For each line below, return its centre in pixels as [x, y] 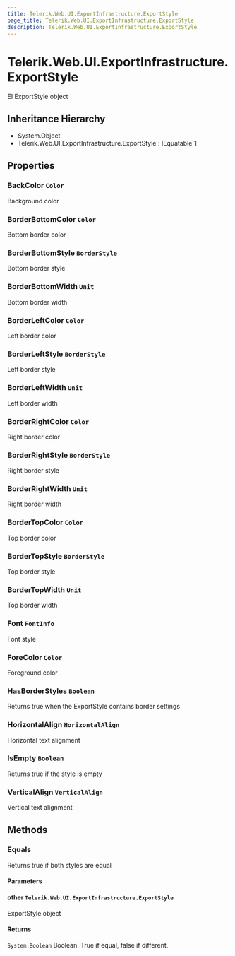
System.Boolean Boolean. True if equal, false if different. [88, 945]
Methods [28, 830]
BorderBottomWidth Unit [51, 287]
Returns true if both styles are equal [59, 865]
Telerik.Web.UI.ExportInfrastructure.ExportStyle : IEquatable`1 [107, 143]
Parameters [25, 881]
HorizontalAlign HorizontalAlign [64, 725]
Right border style [34, 471]
